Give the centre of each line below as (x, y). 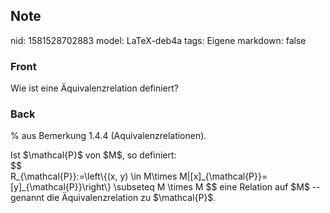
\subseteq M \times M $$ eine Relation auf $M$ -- (217, 187)
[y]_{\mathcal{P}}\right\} (61, 187)
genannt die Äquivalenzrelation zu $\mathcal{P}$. (113, 198)
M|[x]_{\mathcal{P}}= (223, 176)
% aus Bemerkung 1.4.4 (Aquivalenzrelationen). (108, 136)
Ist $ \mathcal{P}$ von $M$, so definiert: (93, 155)
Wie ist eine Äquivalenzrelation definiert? (95, 88)
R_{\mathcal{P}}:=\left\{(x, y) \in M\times (94, 176)
